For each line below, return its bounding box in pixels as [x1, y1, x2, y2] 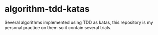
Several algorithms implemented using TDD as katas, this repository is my [4, 19, 154, 25]
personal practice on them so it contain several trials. [4, 24, 112, 30]
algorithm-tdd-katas [4, 3, 90, 15]
